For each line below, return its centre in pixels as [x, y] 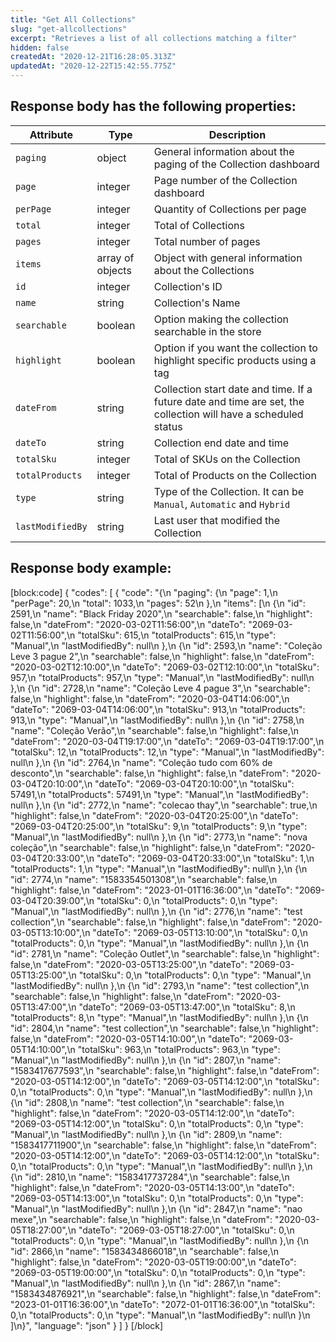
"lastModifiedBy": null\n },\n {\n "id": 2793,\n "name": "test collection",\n [160, 985]
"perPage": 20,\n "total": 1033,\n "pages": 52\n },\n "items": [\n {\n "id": [158, 603]
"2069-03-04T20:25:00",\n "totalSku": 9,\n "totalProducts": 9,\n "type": [159, 826]
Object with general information [228, 258]
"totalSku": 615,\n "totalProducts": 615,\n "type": [177, 635]
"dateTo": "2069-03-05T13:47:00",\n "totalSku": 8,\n [187, 1007]
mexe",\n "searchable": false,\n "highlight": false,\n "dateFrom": [141, 1219]
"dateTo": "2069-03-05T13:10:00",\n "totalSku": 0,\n [200, 932]
